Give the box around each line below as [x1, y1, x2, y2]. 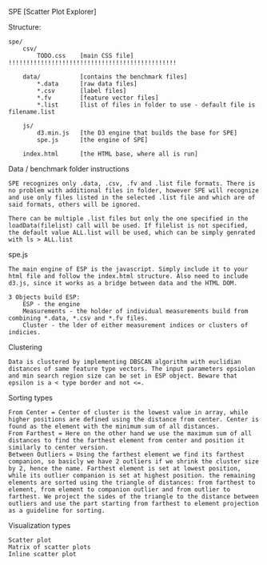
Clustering [8, 342, 42, 352]
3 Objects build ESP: [8, 293, 81, 301]
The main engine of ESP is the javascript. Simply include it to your [8, 265, 249, 273]
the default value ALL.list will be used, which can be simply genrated [8, 228, 256, 236]
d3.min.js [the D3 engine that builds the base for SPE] [37, 129, 238, 137]
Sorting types [8, 393, 54, 402]
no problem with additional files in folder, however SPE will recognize [8, 187, 260, 195]
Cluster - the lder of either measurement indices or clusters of [22, 321, 249, 329]
